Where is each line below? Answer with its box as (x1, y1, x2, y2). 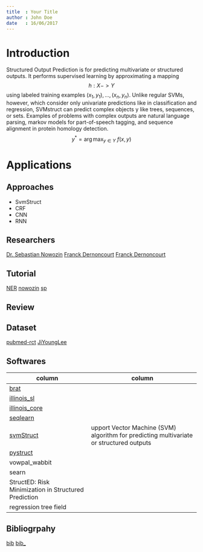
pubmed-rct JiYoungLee (6, 339, 68, 346)
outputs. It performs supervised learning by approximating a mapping (6, 73, 179, 80)
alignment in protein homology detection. (6, 125, 109, 132)
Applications (6, 158, 72, 172)
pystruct (9, 449, 33, 457)
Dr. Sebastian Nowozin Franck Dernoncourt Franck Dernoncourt (6, 251, 166, 258)
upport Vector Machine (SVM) (91, 424, 176, 432)
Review (6, 302, 35, 312)
